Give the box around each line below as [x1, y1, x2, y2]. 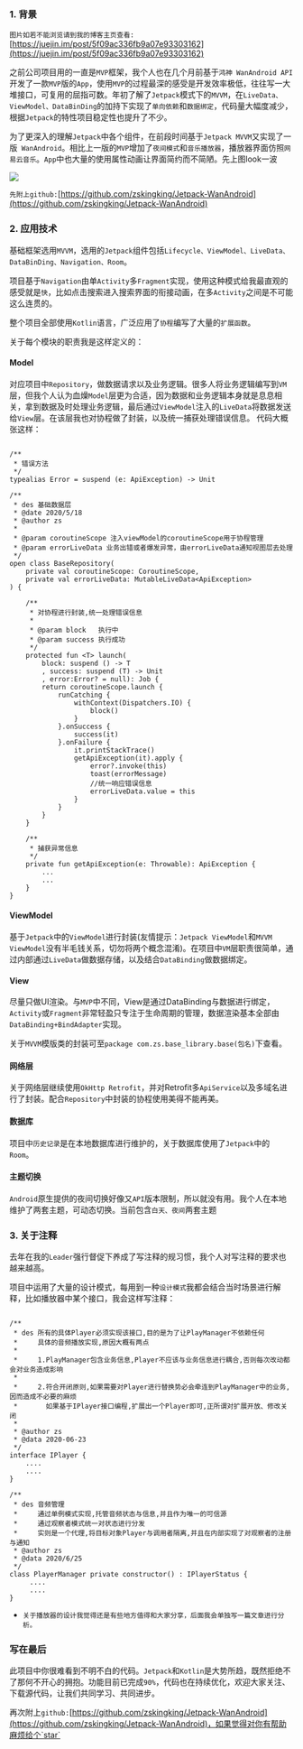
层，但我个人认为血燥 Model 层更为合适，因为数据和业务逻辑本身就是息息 [9, 390, 275, 401]
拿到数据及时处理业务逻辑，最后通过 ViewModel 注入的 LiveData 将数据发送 [24, 401, 291, 412]
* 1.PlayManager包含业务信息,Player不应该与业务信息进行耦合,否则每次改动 [13, 1356, 284, 1365]
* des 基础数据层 [13, 500, 72, 509]
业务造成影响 [22, 1365, 64, 1374]
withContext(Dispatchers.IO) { [73, 698, 192, 708]
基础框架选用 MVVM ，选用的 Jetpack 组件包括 [9, 245, 165, 255]
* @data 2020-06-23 [13, 1435, 87, 1445]
